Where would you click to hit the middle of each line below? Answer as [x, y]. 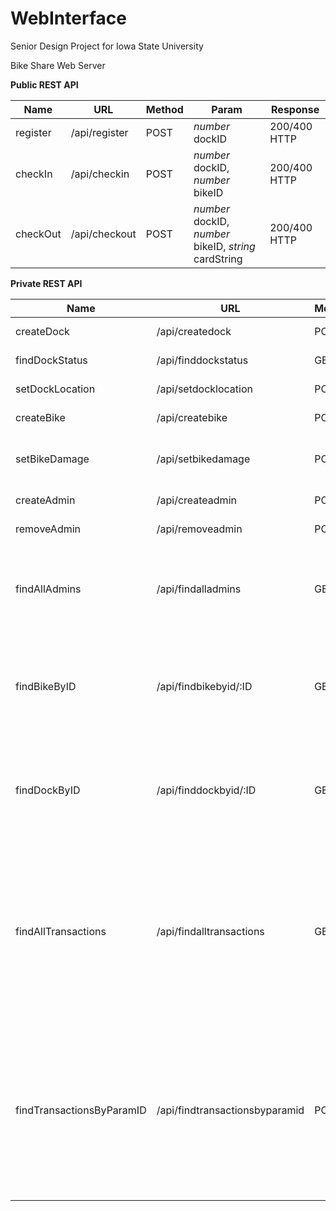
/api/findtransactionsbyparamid [230, 1110]
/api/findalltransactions [210, 931]
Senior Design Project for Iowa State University [107, 46]
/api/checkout [103, 234]
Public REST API [44, 84]
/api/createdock [194, 331]
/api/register [99, 132]
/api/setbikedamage [203, 459]
